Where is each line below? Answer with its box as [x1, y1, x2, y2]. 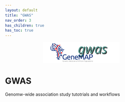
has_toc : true [5, 28, 34, 33]
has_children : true [5, 23, 45, 28]
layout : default [5, 8, 38, 13]
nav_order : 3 [5, 18, 31, 23]
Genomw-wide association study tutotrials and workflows [5, 91, 120, 97]
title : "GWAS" [5, 13, 34, 18]
